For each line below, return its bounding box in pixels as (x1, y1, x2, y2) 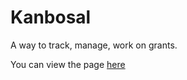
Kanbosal (10, 6, 92, 29)
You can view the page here (10, 58, 126, 70)
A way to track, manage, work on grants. (10, 39, 178, 51)
